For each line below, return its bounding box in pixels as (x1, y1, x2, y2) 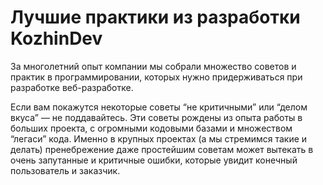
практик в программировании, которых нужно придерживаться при (10, 71, 303, 83)
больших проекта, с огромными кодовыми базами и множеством (10, 122, 293, 134)
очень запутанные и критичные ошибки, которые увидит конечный (10, 154, 298, 166)
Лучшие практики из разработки (10, 6, 301, 29)
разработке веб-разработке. (10, 81, 134, 93)
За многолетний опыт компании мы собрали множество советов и (10, 60, 297, 72)
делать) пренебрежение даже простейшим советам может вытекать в (10, 143, 314, 155)
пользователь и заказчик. (10, 164, 121, 176)
